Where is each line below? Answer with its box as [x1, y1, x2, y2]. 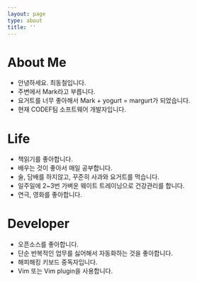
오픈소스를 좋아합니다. [17, 240, 79, 249]
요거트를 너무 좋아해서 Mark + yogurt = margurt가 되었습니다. [17, 97, 191, 105]
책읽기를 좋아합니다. [17, 155, 73, 163]
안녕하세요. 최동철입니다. [17, 79, 86, 87]
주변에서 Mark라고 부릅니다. [17, 87, 96, 96]
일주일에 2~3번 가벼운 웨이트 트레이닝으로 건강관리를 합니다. [17, 182, 185, 190]
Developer [7, 216, 69, 232]
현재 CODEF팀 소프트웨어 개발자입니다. [17, 105, 126, 114]
